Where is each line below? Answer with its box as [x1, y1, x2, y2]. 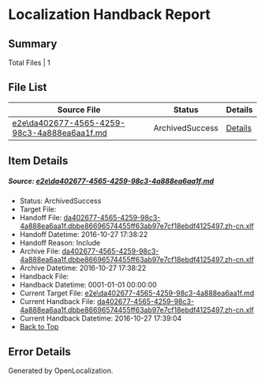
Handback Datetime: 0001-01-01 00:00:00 [19, 280, 158, 290]
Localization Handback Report [8, 6, 211, 24]
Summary [8, 37, 58, 51]
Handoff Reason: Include [19, 238, 101, 248]
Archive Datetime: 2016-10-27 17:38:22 [19, 263, 147, 273]
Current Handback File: [19, 297, 96, 306]
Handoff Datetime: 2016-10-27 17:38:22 [19, 230, 148, 239]
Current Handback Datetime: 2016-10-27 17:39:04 [19, 314, 182, 323]
